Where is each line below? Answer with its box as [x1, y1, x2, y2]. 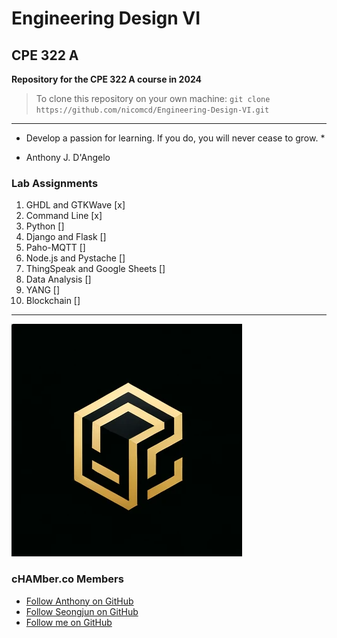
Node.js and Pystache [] [25, 252, 126, 264]
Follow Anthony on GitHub [25, 595, 134, 607]
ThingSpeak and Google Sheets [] [25, 263, 166, 275]
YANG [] [25, 284, 61, 296]
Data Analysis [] [25, 273, 92, 286]
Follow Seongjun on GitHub [25, 605, 139, 617]
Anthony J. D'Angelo [25, 152, 111, 163]
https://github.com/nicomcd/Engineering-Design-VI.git [35, 105, 270, 115]
